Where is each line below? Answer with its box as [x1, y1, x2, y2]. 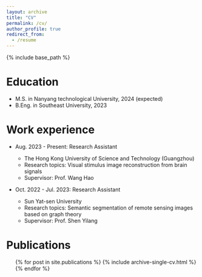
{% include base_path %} [6, 54, 70, 61]
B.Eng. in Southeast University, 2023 [15, 101, 107, 109]
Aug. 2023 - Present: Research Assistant [15, 143, 118, 150]
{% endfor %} [15, 265, 50, 272]
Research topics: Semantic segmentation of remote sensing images [24, 204, 193, 211]
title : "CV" [6, 15, 36, 21]
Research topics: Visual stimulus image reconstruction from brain [24, 161, 187, 168]
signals [24, 168, 42, 175]
